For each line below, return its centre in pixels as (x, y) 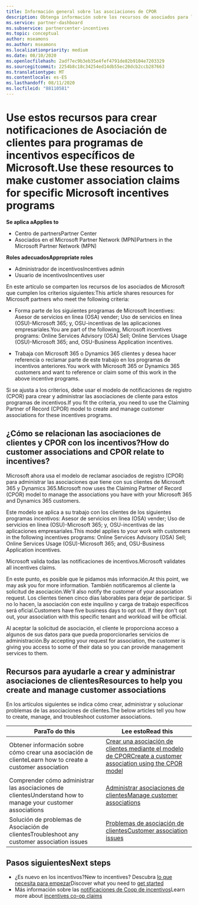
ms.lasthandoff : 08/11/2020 (41, 83)
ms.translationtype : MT (35, 72)
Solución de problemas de (45, 820)
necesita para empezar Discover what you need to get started (89, 883)
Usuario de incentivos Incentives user (60, 275)
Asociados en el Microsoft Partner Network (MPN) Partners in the (93, 239)
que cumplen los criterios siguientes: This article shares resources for (90, 292)
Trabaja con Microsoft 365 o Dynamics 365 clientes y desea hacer (95, 353)
